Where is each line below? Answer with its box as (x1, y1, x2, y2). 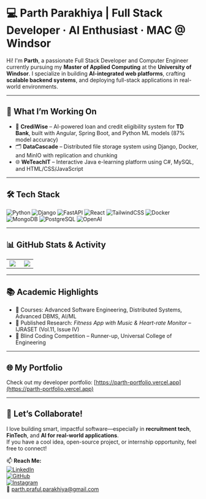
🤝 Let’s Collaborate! (6, 409, 83, 419)
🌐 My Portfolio (6, 362, 63, 373)
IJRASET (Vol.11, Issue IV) (15, 326, 80, 333)
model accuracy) (15, 136, 58, 143)
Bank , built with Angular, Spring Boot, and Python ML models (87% (15, 129, 185, 136)
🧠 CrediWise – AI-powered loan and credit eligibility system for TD (15, 122, 184, 130)
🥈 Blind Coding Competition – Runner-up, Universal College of (15, 332, 172, 340)
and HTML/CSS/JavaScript (15, 165, 84, 172)
